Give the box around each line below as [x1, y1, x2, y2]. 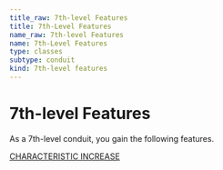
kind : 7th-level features [9, 65, 107, 74]
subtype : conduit [9, 55, 76, 65]
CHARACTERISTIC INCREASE [9, 151, 120, 162]
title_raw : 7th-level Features [9, 13, 128, 23]
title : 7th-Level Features [9, 22, 112, 31]
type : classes [9, 47, 64, 56]
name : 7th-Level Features [9, 38, 107, 48]
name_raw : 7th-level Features [9, 30, 125, 39]
